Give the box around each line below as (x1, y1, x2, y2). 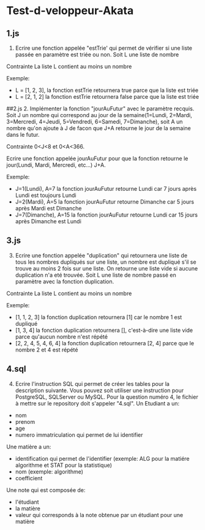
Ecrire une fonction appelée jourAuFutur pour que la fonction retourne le (6, 155, 188, 162)
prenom (15, 418, 35, 425)
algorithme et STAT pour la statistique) (15, 461, 112, 469)
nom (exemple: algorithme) (15, 467, 84, 475)
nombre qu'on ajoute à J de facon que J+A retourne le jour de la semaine (6, 125, 192, 132)
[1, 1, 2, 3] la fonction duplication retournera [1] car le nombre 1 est (15, 313, 182, 321)
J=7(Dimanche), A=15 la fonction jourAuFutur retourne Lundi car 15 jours (15, 211, 198, 218)
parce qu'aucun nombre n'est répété (15, 332, 108, 340)
